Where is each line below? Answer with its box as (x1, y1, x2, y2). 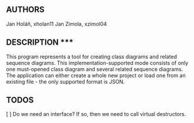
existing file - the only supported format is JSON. (6, 78, 125, 85)
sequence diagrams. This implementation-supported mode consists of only (6, 59, 189, 67)
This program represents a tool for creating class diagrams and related (6, 53, 178, 60)
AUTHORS (6, 5, 45, 15)
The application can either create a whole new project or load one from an (6, 72, 186, 79)
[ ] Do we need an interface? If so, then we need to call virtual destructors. (6, 111, 186, 118)
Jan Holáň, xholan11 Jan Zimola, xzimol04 (6, 20, 107, 27)
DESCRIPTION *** (6, 38, 73, 48)
